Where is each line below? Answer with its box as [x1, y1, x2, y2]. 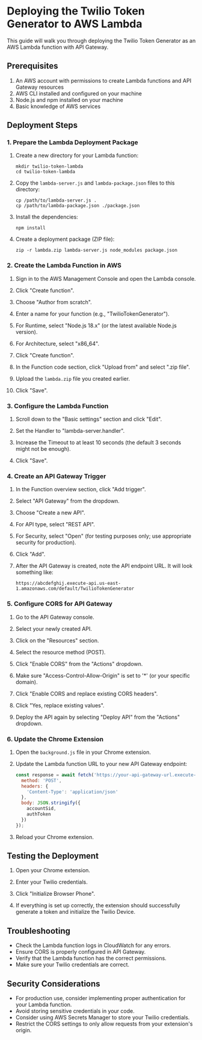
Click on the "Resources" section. [15, 637, 99, 644]
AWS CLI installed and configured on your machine [15, 89, 142, 97]
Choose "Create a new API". [15, 509, 86, 517]
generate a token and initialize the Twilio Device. [15, 908, 136, 916]
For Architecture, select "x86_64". [15, 340, 100, 347]
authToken [26, 811, 51, 817]
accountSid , [26, 806, 57, 812]
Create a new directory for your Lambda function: [15, 152, 139, 159]
